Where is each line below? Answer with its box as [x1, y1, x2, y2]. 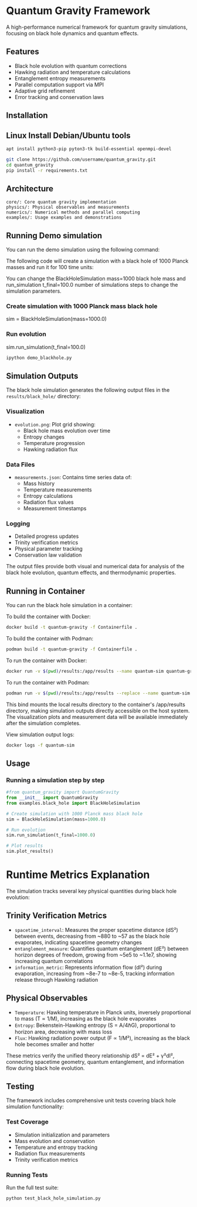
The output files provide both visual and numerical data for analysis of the [6, 563, 185, 570]
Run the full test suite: [6, 1184, 59, 1191]
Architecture [6, 184, 54, 194]
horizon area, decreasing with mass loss [14, 1028, 113, 1035]
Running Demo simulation [6, 230, 103, 240]
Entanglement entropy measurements [14, 74, 106, 82]
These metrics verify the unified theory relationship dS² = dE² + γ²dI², [6, 1052, 175, 1059]
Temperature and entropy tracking [14, 1144, 98, 1151]
